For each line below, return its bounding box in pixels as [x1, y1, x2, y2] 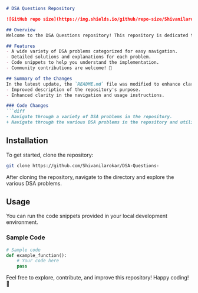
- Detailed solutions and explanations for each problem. [6, 54, 151, 60]
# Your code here [16, 258, 60, 264]
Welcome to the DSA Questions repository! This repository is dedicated [6, 32, 189, 38]
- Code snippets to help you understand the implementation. [6, 60, 160, 66]
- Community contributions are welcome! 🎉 [6, 65, 112, 71]
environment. [6, 219, 38, 226]
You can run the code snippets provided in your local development [6, 213, 168, 220]
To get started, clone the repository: [6, 151, 94, 158]
